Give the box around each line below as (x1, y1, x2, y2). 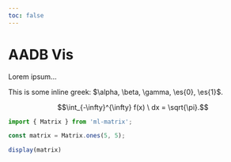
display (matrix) (8, 146, 62, 154)
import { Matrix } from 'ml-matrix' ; (8, 118, 133, 126)
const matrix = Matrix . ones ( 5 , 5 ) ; (8, 132, 126, 140)
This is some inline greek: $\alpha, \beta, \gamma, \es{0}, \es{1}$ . (8, 87, 223, 96)
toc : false (8, 11, 44, 20)
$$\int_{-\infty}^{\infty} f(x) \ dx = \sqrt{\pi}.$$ (57, 102, 209, 111)
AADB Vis (8, 45, 74, 63)
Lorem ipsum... (8, 72, 57, 81)
